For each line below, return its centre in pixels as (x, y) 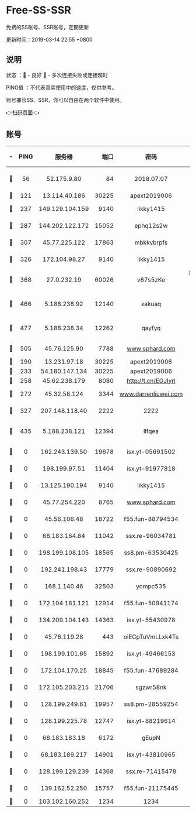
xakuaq (151, 304)
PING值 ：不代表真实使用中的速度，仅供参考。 (62, 87)
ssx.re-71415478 (151, 771)
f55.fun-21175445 (151, 788)
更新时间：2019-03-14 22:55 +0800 (49, 39)
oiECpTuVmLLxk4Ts (151, 637)
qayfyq (151, 328)
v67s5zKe (151, 280)
